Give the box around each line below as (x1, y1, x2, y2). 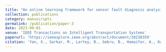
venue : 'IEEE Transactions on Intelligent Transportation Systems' (5, 30, 147, 35)
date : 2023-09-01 (5, 26, 41, 31)
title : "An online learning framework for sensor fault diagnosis (5, 7, 145, 12)
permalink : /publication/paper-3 (5, 21, 74, 26)
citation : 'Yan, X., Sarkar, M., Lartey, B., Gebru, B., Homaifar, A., (5, 40, 156, 45)
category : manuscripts (5, 16, 52, 21)
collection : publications (5, 12, 58, 17)
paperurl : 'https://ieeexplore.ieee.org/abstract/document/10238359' (5, 35, 152, 40)
